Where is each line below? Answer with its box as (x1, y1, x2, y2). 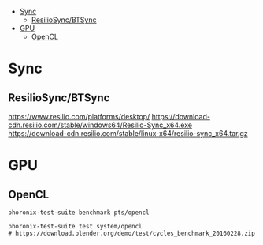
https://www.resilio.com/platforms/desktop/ (8, 112, 150, 121)
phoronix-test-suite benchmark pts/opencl (8, 209, 150, 217)
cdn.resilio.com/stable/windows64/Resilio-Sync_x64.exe (8, 120, 193, 130)
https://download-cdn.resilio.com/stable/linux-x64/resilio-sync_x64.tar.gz (8, 129, 248, 138)
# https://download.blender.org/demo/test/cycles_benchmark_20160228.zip (8, 229, 256, 237)
